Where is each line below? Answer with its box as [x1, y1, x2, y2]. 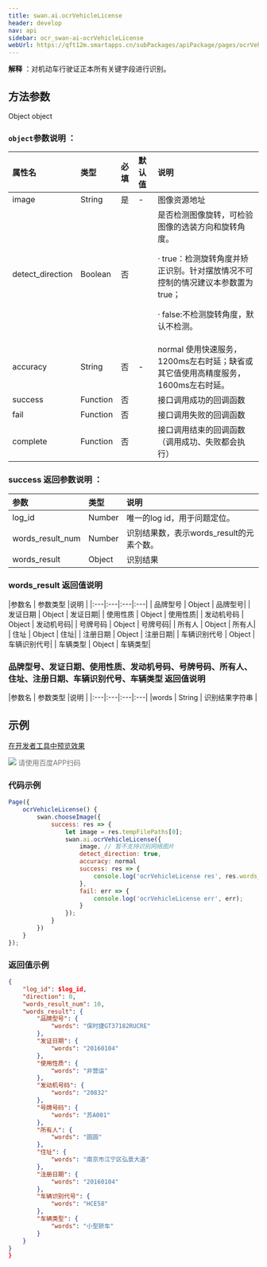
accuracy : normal [79, 858, 137, 866]
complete [12, 436, 48, 447]
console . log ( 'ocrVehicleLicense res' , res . [93, 872, 240, 880]
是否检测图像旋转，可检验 [157, 209, 253, 221]
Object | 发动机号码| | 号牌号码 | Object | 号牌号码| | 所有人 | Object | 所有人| [8, 619, 256, 629]
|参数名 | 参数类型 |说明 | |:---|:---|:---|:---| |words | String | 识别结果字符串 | [8, 693, 258, 702]
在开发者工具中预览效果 [8, 741, 85, 750]
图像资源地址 [157, 194, 206, 205]
